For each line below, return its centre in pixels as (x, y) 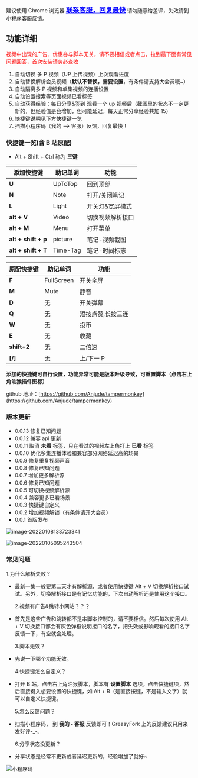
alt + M (19, 228)
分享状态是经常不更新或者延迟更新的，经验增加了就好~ (81, 756)
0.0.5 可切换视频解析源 (42, 490)
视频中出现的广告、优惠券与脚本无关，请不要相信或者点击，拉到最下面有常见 (99, 54)
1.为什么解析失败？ (29, 573)
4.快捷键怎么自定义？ (40, 671)
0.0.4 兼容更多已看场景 (42, 498)
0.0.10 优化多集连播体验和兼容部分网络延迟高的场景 (77, 453)
